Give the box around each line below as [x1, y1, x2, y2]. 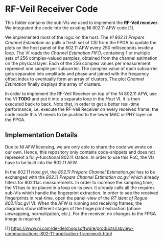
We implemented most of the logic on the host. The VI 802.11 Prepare [5, 34, 144, 40]
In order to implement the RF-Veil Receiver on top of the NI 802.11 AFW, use [5, 91, 157, 96]
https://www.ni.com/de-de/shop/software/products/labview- [11, 225, 134, 231]
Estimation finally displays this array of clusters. [5, 81, 102, 87]
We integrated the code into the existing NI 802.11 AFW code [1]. [5, 24, 135, 30]
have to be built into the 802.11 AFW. [5, 159, 78, 165]
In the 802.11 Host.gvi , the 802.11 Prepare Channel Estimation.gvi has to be [5, 169, 156, 175]
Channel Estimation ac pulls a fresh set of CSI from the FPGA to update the [5, 39, 157, 45]
